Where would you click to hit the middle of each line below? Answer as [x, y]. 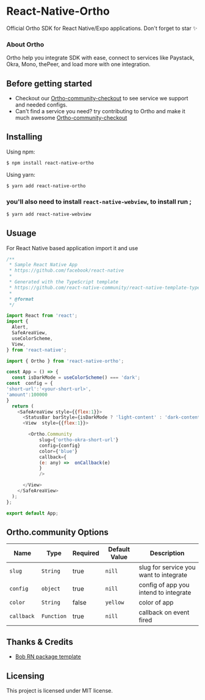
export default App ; [33, 513]
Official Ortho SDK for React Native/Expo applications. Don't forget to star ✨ [102, 28]
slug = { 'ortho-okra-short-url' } [79, 440]
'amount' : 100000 [27, 395]
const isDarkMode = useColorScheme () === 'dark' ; [76, 378]
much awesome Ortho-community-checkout [71, 118]
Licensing [25, 676]
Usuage [21, 233]
